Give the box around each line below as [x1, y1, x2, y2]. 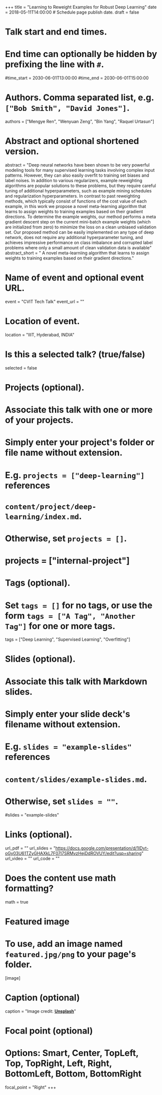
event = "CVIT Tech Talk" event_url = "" [5, 298, 84, 304]
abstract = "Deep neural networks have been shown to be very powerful [5, 162, 150, 167]
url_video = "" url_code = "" [5, 855, 60, 861]
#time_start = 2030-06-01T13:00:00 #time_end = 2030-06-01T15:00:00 [5, 75, 149, 81]
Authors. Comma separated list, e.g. [5, 92, 154, 103]
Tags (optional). [5, 577, 70, 589]
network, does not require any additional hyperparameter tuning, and [5, 235, 143, 240]
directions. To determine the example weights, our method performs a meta [5, 214, 156, 220]
